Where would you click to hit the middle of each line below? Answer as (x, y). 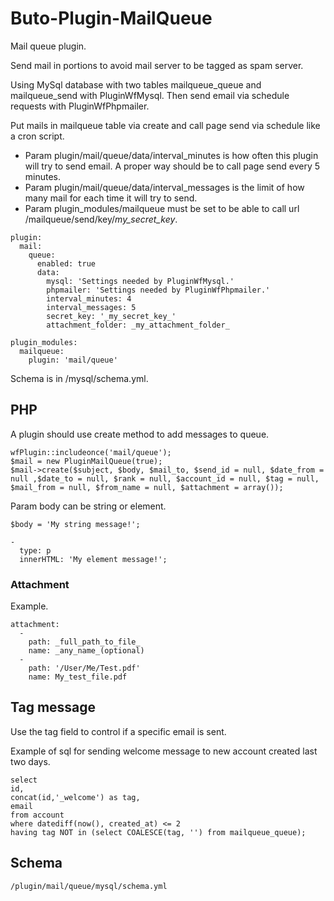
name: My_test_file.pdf (78, 677)
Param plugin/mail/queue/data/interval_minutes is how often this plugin (171, 155)
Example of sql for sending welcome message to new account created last (164, 751)
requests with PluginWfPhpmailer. (80, 106)
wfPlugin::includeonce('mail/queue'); (91, 452)
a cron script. (37, 136)
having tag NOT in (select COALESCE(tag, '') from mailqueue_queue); (158, 832)
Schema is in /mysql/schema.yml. (79, 378)
